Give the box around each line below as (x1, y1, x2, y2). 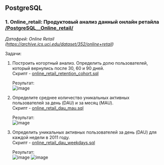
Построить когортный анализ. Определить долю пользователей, (12, 60, 148, 66)
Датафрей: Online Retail (5, 36, 55, 42)
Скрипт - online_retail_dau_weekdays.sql (12, 140, 95, 145)
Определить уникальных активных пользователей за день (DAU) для (12, 129, 157, 135)
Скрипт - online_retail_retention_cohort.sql (12, 71, 99, 76)
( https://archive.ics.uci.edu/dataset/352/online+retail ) (5, 41, 114, 47)
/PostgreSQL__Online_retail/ (5, 24, 73, 31)
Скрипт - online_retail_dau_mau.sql (12, 105, 84, 111)
